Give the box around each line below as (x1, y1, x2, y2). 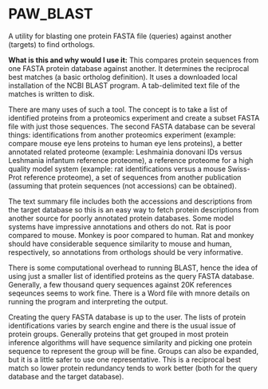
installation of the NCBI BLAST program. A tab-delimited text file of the (8, 81, 241, 90)
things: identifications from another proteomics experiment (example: (8, 129, 236, 140)
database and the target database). (8, 371, 124, 381)
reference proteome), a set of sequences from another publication (23, 173, 242, 182)
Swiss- (227, 164, 250, 173)
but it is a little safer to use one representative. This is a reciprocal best (8, 355, 242, 364)
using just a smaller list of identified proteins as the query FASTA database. (8, 271, 254, 280)
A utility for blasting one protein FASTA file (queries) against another (8, 31, 232, 41)
